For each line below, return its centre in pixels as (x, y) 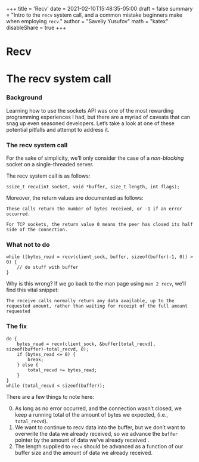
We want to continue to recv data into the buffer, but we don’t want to (100, 427)
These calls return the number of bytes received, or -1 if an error (94, 209)
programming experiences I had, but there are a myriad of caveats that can (98, 117)
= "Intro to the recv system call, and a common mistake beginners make (94, 15)
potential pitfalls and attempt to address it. (58, 129)
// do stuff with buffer (48, 268)
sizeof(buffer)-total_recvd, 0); (48, 349)
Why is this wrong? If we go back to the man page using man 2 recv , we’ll (96, 284)
